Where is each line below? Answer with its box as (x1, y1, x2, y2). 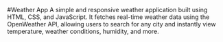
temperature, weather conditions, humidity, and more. (7, 27, 159, 35)
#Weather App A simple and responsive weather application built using (7, 6, 208, 14)
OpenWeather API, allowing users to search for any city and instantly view (7, 20, 216, 28)
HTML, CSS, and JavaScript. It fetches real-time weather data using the (7, 13, 210, 21)
